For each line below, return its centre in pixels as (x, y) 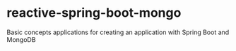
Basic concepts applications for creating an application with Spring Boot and (118, 32)
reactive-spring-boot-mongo (94, 13)
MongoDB (21, 39)
